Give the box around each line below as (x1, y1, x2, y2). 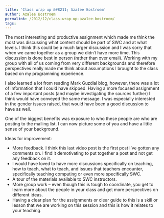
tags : (5, 21, 16, 26)
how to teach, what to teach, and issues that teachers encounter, (12, 166, 143, 172)
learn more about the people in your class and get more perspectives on (12, 187, 158, 193)
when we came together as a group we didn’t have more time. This (5, 50, 140, 56)
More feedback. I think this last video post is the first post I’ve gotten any (12, 145, 160, 151)
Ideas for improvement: (5, 136, 52, 142)
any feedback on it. (12, 155, 51, 162)
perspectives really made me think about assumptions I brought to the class (5, 66, 158, 72)
